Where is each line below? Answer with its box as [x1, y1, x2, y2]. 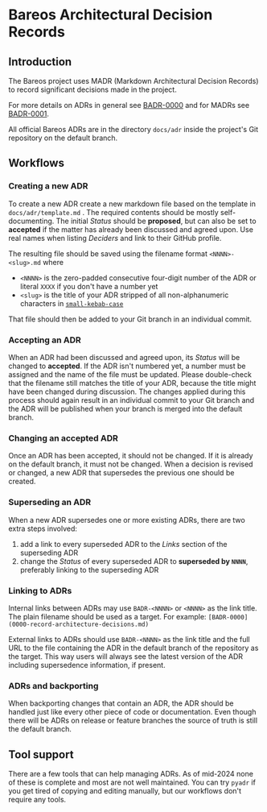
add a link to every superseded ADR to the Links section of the [19, 539, 228, 549]
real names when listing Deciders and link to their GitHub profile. [8, 233, 222, 242]
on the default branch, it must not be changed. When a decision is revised [8, 459, 253, 469]
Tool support [8, 748, 74, 761]
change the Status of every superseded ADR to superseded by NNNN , [19, 556, 249, 565]
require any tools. [8, 794, 67, 804]
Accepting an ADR [8, 334, 82, 346]
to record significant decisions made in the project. [8, 85, 177, 94]
